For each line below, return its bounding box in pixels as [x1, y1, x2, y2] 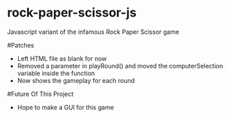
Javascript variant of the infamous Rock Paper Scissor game [7, 28, 180, 36]
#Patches [7, 41, 35, 49]
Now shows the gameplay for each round [17, 76, 135, 84]
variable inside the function [17, 69, 95, 77]
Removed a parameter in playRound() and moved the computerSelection [17, 61, 223, 70]
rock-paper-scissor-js [7, 5, 137, 21]
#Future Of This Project [7, 90, 74, 98]
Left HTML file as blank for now [17, 54, 107, 63]
